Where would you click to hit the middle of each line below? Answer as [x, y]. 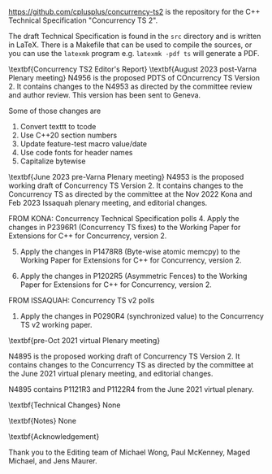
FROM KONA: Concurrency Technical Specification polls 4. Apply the [124, 218]
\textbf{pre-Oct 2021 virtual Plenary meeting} [84, 340]
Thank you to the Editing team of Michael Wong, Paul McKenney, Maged [129, 452]
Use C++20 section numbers [69, 135]
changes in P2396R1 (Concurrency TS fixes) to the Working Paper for [125, 227]
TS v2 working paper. [56, 325]
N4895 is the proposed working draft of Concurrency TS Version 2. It [124, 356]
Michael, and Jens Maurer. [53, 461]
